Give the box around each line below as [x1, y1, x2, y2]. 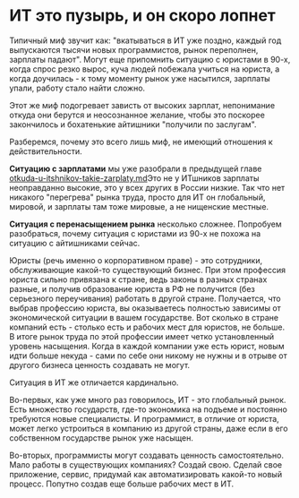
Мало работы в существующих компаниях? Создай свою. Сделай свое [9, 459, 283, 470]
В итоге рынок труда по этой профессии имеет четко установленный [9, 331, 275, 341]
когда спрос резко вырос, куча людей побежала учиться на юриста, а [9, 64, 280, 74]
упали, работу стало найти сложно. [9, 82, 146, 93]
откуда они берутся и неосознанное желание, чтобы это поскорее [9, 109, 266, 120]
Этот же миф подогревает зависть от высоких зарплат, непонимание [9, 99, 276, 110]
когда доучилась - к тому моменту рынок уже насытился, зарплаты [9, 73, 270, 83]
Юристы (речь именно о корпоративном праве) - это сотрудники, [9, 254, 262, 265]
